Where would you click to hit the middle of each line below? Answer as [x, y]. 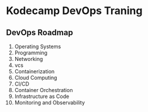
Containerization [35, 71]
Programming [31, 53]
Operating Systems [38, 46]
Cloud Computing [36, 78]
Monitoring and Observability [50, 103]
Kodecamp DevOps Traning [74, 11]
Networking [29, 59]
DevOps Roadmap [39, 33]
